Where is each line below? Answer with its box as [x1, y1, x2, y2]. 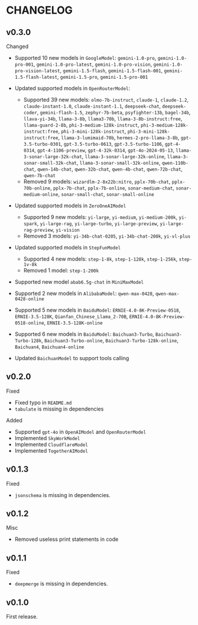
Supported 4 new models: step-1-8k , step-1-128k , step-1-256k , [23, 255, 178, 262]
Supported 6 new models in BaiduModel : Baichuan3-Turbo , [14, 331, 155, 338]
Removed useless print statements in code [14, 536, 119, 543]
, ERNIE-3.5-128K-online [44, 319, 103, 326]
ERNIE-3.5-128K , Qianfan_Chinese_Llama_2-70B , [14, 313, 128, 320]
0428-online [14, 296, 44, 302]
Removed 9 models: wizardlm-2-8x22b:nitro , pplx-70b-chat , [23, 178, 171, 185]
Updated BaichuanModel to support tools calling [14, 355, 129, 361]
